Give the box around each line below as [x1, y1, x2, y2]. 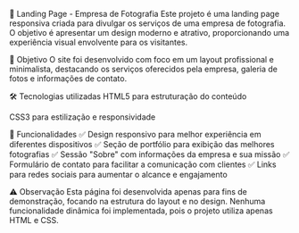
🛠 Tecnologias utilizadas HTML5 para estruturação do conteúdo [9, 91, 247, 102]
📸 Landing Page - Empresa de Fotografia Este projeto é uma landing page [9, 9, 279, 19]
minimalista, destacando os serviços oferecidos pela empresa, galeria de [9, 63, 278, 74]
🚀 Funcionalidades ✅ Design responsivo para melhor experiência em [9, 129, 262, 139]
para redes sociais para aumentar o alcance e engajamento [9, 170, 228, 179]
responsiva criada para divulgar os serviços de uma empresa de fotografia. [9, 18, 287, 29]
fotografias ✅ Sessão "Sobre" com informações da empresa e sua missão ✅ [9, 149, 290, 160]
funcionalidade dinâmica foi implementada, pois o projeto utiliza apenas [9, 205, 274, 216]
